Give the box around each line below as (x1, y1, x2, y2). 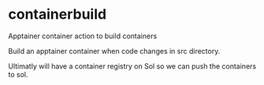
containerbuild (8, 5, 107, 23)
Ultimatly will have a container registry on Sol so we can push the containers (8, 61, 257, 71)
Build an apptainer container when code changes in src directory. (8, 46, 221, 55)
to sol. (8, 69, 28, 79)
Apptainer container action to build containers (8, 31, 158, 41)
